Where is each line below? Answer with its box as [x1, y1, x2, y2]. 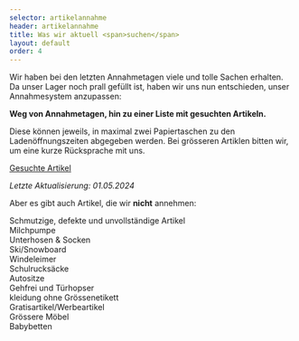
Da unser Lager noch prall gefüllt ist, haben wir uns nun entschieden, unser [9, 81, 290, 92]
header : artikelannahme [9, 22, 99, 31]
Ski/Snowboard [9, 244, 67, 255]
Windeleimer [9, 254, 57, 265]
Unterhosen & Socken [9, 234, 91, 245]
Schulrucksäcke [9, 263, 70, 274]
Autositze [9, 273, 45, 284]
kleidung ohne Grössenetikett [9, 292, 119, 303]
